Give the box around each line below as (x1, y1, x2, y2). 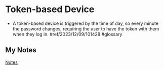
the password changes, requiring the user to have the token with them (12, 25, 159, 31)
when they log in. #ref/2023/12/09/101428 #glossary (12, 31, 122, 37)
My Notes (5, 46, 37, 54)
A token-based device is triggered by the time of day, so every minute (12, 20, 158, 26)
